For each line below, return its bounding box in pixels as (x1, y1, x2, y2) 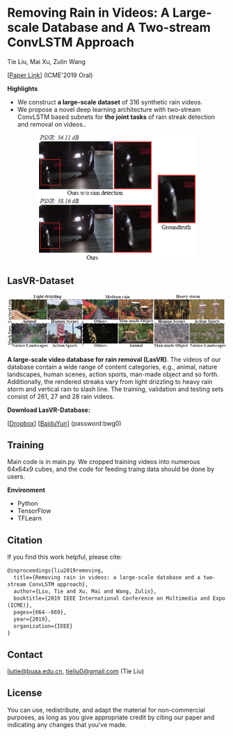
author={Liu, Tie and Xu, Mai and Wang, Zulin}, (13, 588, 157, 595)
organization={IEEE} (13, 623, 73, 630)
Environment (7, 486, 45, 495)
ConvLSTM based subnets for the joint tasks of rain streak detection (17, 113, 216, 121)
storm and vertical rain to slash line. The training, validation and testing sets (7, 385, 224, 393)
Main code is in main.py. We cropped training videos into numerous (7, 458, 200, 466)
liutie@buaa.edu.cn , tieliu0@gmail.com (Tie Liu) (7, 666, 145, 675)
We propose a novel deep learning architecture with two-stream (17, 105, 201, 113)
